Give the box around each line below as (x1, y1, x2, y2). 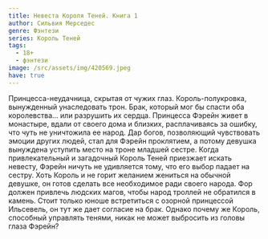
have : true (8, 71, 45, 79)
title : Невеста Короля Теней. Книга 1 (8, 11, 138, 20)
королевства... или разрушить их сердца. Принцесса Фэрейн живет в (8, 110, 249, 120)
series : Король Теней (8, 34, 81, 43)
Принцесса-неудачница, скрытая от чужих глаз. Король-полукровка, (8, 93, 247, 103)
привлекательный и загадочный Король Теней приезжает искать (8, 153, 233, 163)
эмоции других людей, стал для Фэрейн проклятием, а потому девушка (8, 136, 257, 145)
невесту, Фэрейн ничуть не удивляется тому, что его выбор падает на (8, 161, 250, 171)
